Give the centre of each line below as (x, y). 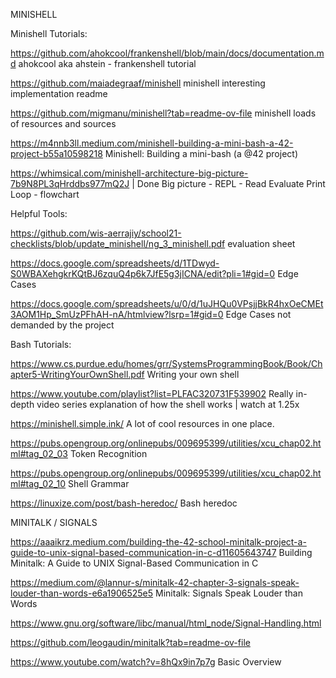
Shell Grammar (99, 483)
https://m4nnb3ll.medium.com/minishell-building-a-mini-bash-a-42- (152, 143)
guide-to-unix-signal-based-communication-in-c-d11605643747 (143, 552)
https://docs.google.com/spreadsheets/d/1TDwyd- (115, 263)
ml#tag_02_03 (39, 453)
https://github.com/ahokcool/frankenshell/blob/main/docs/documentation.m (167, 53)
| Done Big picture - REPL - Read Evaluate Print (228, 183)
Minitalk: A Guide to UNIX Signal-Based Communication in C (134, 563)
